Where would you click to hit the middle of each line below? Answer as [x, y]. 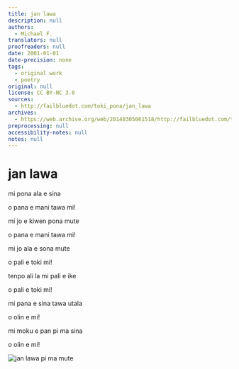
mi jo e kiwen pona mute [44, 221]
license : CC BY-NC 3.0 [41, 93]
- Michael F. [34, 34]
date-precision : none [40, 60]
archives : [23, 113]
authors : [21, 27]
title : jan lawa [32, 14]
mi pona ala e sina [34, 194]
